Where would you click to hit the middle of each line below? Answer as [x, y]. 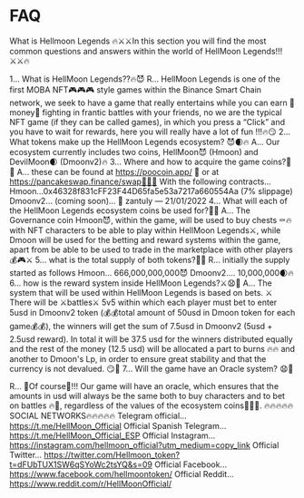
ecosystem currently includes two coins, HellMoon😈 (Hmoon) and [134, 151]
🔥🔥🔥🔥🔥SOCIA [279, 405]
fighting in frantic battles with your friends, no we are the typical [162, 112]
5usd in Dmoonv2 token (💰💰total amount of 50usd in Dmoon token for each [152, 312]
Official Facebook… [191, 464]
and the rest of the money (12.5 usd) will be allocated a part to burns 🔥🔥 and [152, 348]
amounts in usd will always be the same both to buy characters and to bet [147, 395]
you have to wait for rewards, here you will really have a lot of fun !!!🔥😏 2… [150, 132]
